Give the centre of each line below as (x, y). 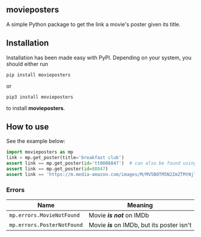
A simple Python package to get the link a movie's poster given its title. (93, 24)
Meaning (140, 205)
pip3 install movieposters (40, 97)
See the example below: (36, 141)
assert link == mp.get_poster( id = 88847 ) (57, 169)
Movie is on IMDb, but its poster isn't (140, 225)
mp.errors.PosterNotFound (46, 225)
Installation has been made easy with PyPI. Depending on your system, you (99, 57)
